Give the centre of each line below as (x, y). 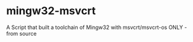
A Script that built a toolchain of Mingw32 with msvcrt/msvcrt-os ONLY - (96, 27)
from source (22, 33)
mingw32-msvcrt (51, 11)
